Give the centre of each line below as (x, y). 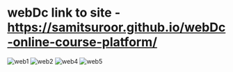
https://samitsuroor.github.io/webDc (116, 27)
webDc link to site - (64, 13)
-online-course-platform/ (82, 42)
